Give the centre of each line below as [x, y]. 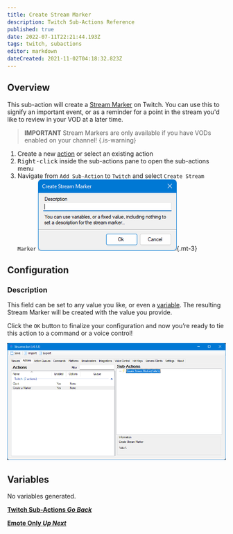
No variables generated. [42, 496]
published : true [31, 29]
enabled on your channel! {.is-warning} [80, 140]
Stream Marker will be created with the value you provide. [90, 312]
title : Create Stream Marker [49, 15]
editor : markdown [32, 51]
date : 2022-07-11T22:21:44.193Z [54, 37]
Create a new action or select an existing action [85, 154]
